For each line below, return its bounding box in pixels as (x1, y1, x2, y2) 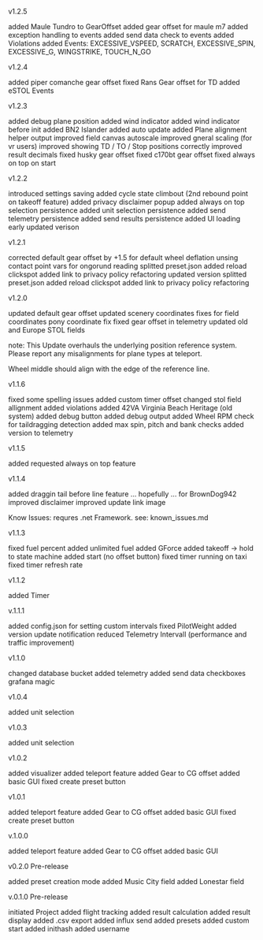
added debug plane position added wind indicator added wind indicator (8, 117, 240, 125)
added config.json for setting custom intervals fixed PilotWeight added (8, 622, 237, 630)
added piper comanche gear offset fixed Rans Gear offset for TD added (8, 78, 240, 87)
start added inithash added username (8, 924, 130, 933)
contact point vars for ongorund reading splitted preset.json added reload (8, 262, 247, 270)
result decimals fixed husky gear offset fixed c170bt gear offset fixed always (8, 150, 256, 159)
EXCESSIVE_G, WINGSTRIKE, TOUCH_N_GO (8, 47, 151, 56)
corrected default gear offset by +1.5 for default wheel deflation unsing (8, 253, 239, 262)
